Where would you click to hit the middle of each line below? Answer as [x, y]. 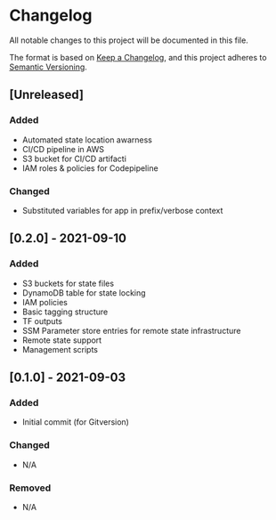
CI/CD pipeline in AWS [63, 149]
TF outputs [42, 321]
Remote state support [62, 340]
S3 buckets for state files [68, 283]
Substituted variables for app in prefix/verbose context [122, 210]
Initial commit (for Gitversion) [75, 422]
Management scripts [60, 349]
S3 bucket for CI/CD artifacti [74, 158]
